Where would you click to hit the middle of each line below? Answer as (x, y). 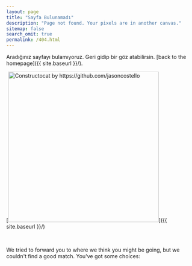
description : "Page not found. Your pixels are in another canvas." (94, 23)
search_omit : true (29, 34)
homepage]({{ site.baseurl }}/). (45, 63)
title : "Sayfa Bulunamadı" (40, 17)
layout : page (23, 12)
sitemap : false (25, 29)
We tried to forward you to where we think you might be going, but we (93, 250)
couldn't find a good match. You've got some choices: (73, 256)
